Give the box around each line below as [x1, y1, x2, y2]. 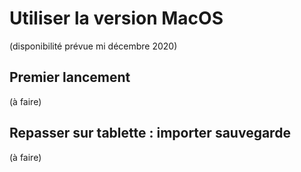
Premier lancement [9, 69, 131, 86]
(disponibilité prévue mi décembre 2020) [9, 40, 178, 52]
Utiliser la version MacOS [9, 7, 224, 30]
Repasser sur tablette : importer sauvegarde [9, 125, 291, 142]
